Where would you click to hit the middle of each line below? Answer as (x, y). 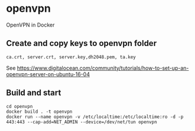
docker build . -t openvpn (39, 112)
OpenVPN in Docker (30, 25)
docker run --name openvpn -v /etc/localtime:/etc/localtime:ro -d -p (95, 117)
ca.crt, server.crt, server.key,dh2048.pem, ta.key (71, 57)
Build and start (34, 93)
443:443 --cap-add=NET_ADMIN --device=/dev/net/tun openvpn (82, 122)
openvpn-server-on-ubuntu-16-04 (48, 74)
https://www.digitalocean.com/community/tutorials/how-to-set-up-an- (103, 68)
